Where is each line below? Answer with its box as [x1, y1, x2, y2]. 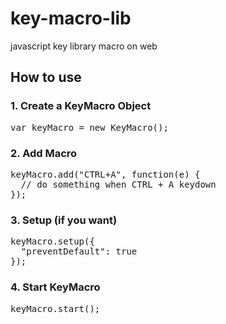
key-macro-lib [10, 7, 132, 30]
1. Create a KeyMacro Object [10, 99, 152, 113]
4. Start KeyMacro [10, 280, 101, 294]
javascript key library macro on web [10, 40, 158, 52]
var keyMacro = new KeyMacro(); [10, 122, 169, 133]
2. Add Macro [10, 146, 78, 160]
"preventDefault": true [20, 246, 138, 257]
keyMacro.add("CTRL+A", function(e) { [10, 168, 201, 180]
